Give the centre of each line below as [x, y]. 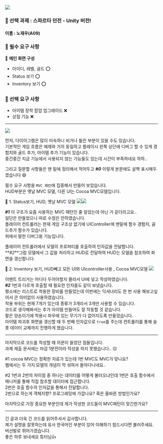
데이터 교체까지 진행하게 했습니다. [42, 328]
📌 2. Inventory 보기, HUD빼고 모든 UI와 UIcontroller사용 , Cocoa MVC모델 [76, 269]
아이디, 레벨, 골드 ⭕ [31, 68]
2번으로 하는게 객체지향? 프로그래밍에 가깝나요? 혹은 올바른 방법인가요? [72, 394]
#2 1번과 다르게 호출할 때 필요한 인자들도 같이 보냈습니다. [59, 285]
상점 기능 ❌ [23, 117]
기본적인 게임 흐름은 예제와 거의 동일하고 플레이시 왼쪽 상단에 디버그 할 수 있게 [79, 147]
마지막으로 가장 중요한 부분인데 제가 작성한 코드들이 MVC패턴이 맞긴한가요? [76, 404]
